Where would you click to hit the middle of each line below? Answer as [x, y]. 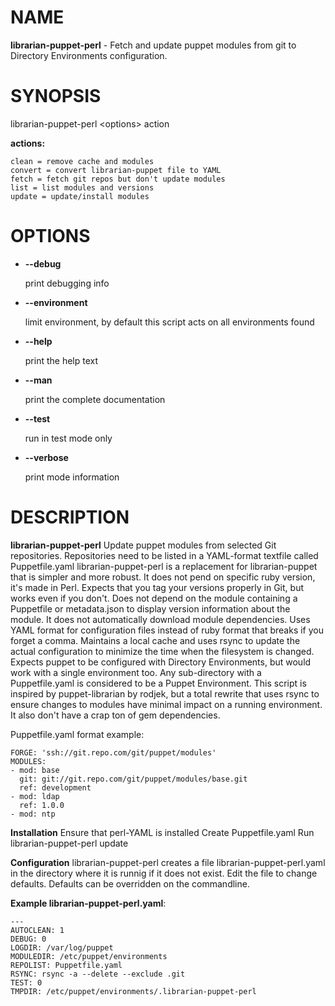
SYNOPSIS [56, 96]
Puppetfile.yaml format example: [77, 734]
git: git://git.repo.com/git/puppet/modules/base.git [133, 779]
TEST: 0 [26, 982]
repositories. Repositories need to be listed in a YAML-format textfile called [164, 555]
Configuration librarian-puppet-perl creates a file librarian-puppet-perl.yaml [168, 862]
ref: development [55, 787]
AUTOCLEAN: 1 [37, 930]
